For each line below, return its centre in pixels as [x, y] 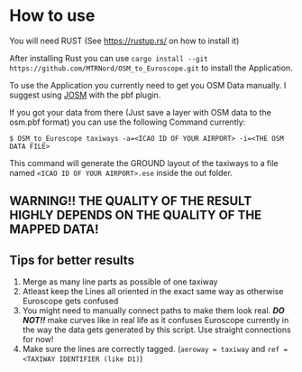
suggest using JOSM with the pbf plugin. [85, 95]
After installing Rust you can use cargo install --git [109, 58]
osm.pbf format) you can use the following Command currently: [128, 122]
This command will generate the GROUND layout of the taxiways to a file [144, 163]
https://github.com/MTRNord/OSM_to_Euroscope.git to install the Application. [151, 68]
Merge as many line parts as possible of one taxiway [120, 282]
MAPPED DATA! [54, 230]
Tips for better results [72, 260]
